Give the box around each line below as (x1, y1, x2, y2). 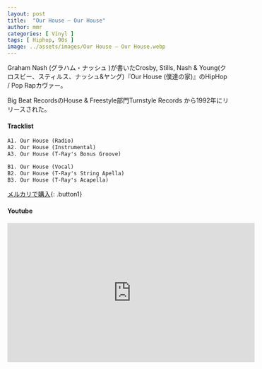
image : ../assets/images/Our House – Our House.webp (7, 43, 166, 50)
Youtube (7, 206, 33, 216)
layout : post (7, 10, 46, 18)
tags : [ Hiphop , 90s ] (7, 37, 74, 44)
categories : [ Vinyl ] (7, 30, 74, 37)
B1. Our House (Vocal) (7, 163, 74, 170)
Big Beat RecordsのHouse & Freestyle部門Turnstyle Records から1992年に (7, 96, 223, 105)
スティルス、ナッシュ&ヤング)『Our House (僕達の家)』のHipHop (37, 72, 227, 81)
